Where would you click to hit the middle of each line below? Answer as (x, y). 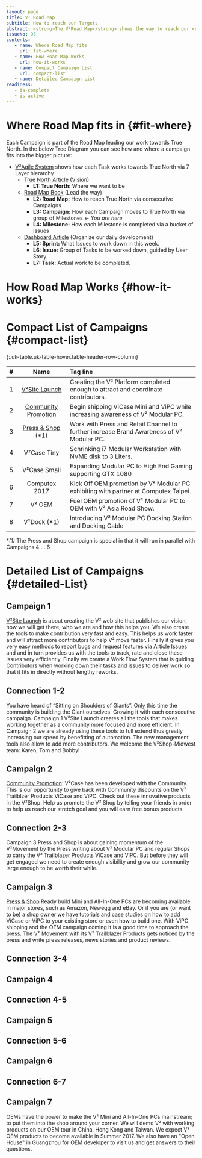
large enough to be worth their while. (52, 868)
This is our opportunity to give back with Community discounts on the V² (96, 790)
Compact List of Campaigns (77, 327)
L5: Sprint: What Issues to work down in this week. (96, 243)
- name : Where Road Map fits (50, 46)
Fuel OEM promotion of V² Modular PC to (127, 500)
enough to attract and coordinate (116, 389)
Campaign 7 (29, 1102)
